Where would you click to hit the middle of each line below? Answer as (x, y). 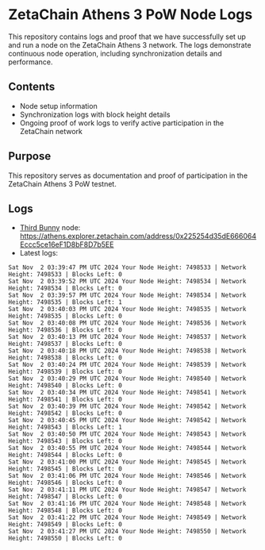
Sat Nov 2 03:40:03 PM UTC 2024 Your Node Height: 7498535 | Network (127, 310)
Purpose (30, 156)
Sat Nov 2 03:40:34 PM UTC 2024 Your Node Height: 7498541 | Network (127, 393)
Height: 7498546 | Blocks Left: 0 (65, 483)
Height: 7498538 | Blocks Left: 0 (65, 358)
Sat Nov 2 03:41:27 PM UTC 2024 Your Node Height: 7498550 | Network (127, 532)
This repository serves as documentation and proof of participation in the (128, 175)
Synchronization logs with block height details (95, 114)
